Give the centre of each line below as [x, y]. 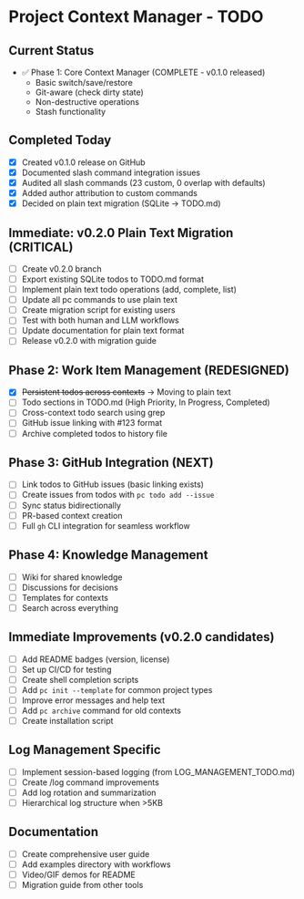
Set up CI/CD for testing [66, 669]
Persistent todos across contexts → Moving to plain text [126, 392]
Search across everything [70, 607]
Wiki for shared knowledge [72, 577]
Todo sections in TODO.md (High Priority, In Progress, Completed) [146, 402]
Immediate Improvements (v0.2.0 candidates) [142, 637]
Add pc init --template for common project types [117, 689]
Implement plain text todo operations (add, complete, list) [129, 290]
